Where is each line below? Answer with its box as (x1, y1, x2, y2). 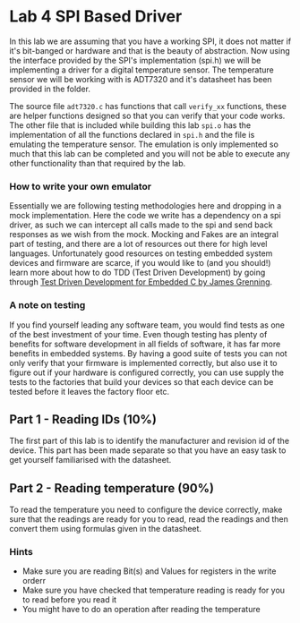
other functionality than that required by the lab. (9, 158, 186, 168)
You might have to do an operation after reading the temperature (21, 604, 261, 615)
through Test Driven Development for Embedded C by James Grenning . (9, 277, 273, 287)
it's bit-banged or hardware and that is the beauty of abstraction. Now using (9, 45, 290, 55)
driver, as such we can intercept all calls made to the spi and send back (9, 219, 273, 230)
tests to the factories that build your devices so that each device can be (9, 376, 274, 387)
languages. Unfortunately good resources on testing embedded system (9, 248, 273, 259)
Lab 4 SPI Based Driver (9, 6, 183, 27)
